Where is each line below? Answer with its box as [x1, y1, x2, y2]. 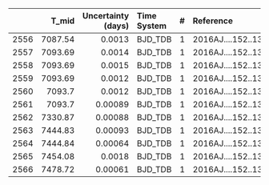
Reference [192, 15, 234, 26]
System [136, 20, 167, 31]
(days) [103, 20, 130, 31]
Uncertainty [82, 10, 130, 21]
